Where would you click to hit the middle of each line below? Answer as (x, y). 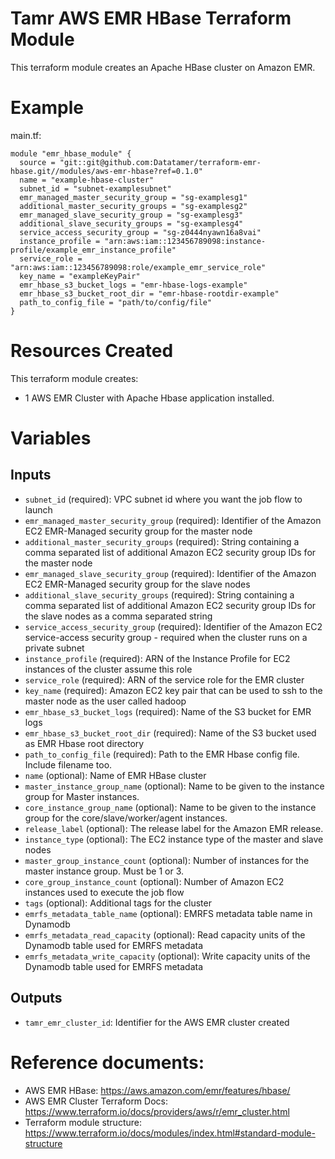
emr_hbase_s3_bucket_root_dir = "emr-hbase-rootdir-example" (149, 293)
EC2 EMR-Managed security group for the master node (138, 531)
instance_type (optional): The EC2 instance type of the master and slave (174, 839)
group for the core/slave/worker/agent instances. (126, 818)
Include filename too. (68, 764)
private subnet (54, 648)
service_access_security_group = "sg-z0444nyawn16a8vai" (140, 232)
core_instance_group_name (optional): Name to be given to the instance (170, 807)
